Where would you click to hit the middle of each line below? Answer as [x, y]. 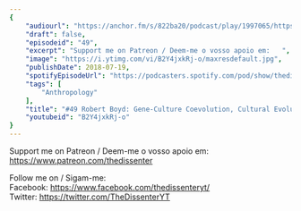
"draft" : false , [56, 34]
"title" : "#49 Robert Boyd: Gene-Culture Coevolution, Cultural [148, 109]
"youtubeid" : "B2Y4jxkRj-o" [77, 117]
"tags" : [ [44, 84]
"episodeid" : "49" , [62, 42]
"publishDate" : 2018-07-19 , [77, 68]
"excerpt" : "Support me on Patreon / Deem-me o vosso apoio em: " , [158, 51]
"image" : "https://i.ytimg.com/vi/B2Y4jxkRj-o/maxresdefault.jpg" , [154, 59]
